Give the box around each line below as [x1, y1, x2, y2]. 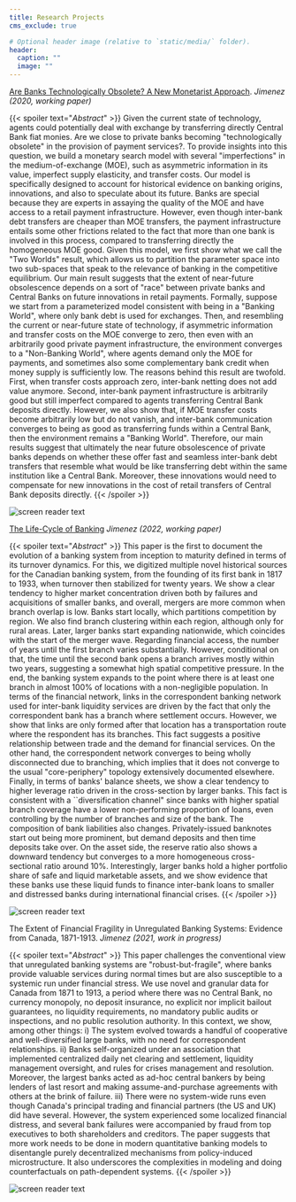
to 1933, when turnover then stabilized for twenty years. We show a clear [9, 578, 276, 589]
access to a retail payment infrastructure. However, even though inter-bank [9, 207, 283, 217]
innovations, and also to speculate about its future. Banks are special [9, 188, 260, 198]
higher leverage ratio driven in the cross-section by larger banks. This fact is [9, 786, 288, 795]
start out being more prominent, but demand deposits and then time [9, 833, 256, 842]
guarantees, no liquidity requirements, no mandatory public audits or [9, 1006, 259, 1017]
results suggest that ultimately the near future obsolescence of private [9, 442, 266, 453]
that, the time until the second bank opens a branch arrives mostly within [9, 654, 275, 664]
